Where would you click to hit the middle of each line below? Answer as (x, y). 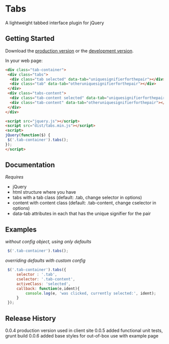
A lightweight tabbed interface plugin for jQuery (55, 23)
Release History (31, 318)
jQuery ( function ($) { (28, 135)
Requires (14, 177)
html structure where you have (44, 192)
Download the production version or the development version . (69, 50)
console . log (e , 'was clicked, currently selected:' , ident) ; (91, 293)
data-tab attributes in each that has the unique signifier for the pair (81, 214)
